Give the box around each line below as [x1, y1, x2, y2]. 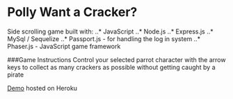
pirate [7, 70, 24, 79]
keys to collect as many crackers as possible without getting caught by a [7, 63, 216, 71]
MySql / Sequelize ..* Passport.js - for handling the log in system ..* [7, 34, 201, 43]
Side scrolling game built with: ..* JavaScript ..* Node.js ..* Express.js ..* [7, 27, 214, 36]
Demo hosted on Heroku [7, 84, 78, 92]
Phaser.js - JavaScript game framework [7, 42, 121, 50]
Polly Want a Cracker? [7, 4, 138, 20]
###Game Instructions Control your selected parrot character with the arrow [7, 55, 226, 63]
